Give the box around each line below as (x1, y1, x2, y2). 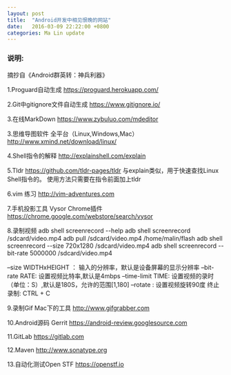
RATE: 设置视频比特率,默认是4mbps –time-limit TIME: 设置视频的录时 (19, 271, 214, 280)
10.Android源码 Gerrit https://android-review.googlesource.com (7, 318, 188, 327)
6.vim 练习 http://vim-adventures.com (7, 190, 115, 198)
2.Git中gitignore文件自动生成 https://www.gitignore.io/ (7, 100, 161, 108)
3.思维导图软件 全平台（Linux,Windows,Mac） (7, 129, 139, 138)
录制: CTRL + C (7, 289, 50, 298)
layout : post (7, 10, 45, 17)
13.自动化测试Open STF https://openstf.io (7, 360, 124, 368)
